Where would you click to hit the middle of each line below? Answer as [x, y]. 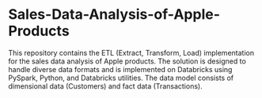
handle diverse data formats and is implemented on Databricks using [120, 69]
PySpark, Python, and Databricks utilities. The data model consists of [121, 78]
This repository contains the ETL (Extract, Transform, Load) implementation [131, 53]
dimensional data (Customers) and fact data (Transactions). [106, 86]
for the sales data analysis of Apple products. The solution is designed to [127, 61]
